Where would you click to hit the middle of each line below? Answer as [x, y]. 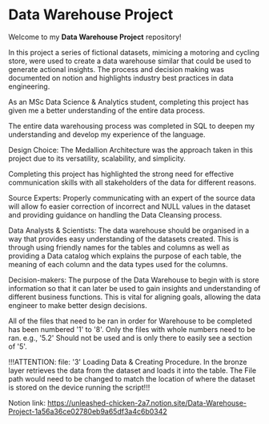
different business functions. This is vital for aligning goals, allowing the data [134, 297]
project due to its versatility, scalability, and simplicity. [97, 158]
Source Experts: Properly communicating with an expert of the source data [132, 198]
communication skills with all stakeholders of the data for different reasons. [132, 182]
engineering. [29, 86]
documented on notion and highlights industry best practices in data [121, 78]
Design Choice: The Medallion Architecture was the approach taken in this [131, 150]
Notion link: [27, 402]
